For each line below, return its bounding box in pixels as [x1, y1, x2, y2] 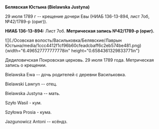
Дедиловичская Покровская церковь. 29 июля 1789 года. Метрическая [5, 57, 154, 63]
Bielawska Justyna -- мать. [5, 91, 60, 96]
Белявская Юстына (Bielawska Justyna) [5, 4, 90, 10]
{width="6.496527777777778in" [5, 48, 71, 53]
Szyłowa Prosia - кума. [5, 109, 52, 115]
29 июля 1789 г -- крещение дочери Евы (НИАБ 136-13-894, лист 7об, [5, 14, 150, 19]
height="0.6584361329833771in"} [71, 48, 140, 53]
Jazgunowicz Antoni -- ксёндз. [5, 119, 68, 124]
